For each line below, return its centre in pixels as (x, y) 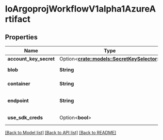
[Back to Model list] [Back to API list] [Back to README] (61, 132)
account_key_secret (31, 59)
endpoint (18, 101)
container (19, 84)
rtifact (18, 19)
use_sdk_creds (25, 117)
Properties (21, 37)
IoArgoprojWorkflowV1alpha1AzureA (81, 9)
